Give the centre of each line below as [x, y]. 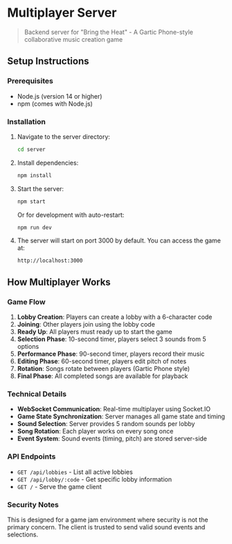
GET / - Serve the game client [59, 486]
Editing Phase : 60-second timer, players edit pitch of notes [102, 361]
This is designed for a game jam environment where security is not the [108, 520]
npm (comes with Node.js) [55, 104]
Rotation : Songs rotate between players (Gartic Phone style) [104, 369]
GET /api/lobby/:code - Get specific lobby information [94, 479]
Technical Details [37, 394]
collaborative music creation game [73, 39]
